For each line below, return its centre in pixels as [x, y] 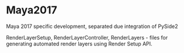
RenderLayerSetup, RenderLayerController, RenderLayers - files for [87, 37]
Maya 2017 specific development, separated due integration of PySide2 [92, 26]
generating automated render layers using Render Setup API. [79, 44]
